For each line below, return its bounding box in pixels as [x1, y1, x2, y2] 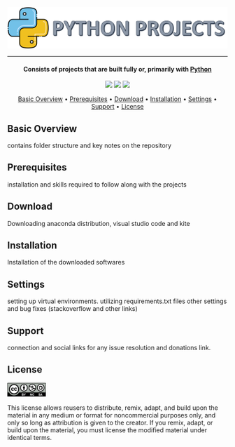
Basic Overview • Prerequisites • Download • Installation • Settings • [17, 95, 218, 103]
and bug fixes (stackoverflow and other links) [7, 305, 138, 313]
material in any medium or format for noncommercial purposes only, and [7, 411, 216, 419]
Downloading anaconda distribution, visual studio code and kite [7, 219, 190, 227]
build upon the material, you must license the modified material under [7, 425, 208, 434]
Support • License [91, 102, 144, 111]
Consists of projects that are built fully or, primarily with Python [23, 65, 212, 73]
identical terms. [7, 433, 52, 441]
